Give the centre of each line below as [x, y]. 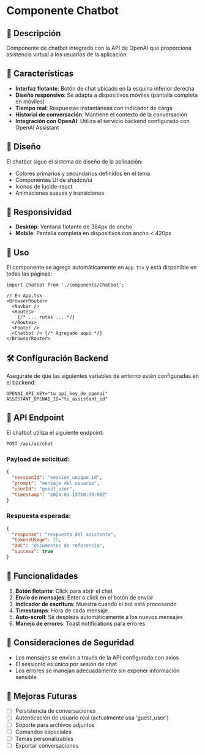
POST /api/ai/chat [30, 444]
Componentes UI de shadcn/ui [54, 180]
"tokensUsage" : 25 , [37, 540]
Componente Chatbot [62, 11]
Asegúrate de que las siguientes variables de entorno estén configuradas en [102, 376]
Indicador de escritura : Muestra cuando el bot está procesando [96, 604]
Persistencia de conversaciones [55, 711]
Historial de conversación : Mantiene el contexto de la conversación [101, 115]
